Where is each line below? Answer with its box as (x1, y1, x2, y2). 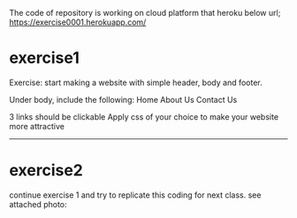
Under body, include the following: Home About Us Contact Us (9, 94, 238, 105)
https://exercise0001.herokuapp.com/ (9, 17, 147, 27)
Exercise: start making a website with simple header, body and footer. (9, 77, 263, 88)
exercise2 (9, 160, 84, 181)
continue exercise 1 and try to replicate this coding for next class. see (9, 190, 262, 200)
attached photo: (9, 199, 68, 209)
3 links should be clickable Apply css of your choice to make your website (9, 111, 279, 122)
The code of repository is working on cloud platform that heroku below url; (9, 8, 281, 18)
